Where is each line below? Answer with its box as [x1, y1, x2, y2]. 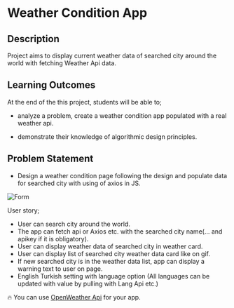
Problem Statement [7, 153, 94, 165]
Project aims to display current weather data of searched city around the [7, 51, 217, 60]
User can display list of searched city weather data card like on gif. [17, 249, 211, 257]
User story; [7, 206, 40, 215]
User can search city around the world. [17, 220, 131, 228]
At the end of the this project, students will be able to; [7, 98, 163, 106]
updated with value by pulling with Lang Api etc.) [17, 279, 159, 288]
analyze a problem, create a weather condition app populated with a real [17, 111, 227, 120]
